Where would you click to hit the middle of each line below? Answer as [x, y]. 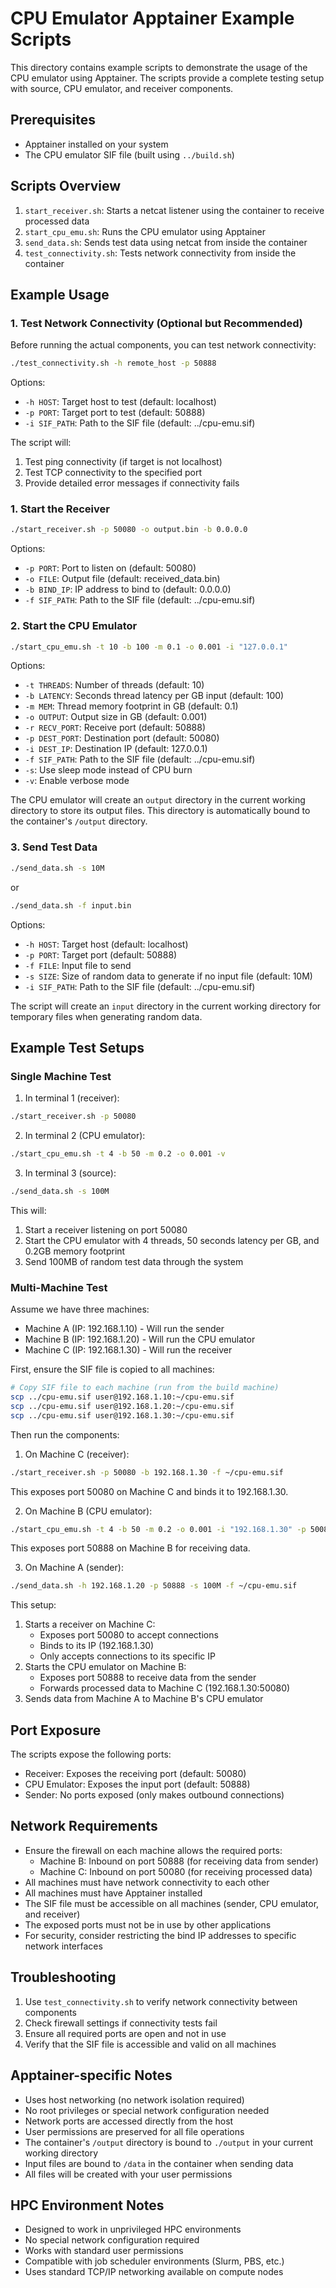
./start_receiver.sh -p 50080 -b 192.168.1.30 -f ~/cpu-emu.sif [147, 1472]
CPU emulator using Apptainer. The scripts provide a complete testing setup [167, 78]
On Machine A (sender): [74, 1568]
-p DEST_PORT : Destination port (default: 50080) [122, 738]
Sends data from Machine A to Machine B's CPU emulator [144, 1699]
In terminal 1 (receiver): [72, 1098]
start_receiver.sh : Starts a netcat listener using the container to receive [174, 210]
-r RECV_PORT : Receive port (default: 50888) [115, 728]
